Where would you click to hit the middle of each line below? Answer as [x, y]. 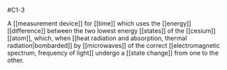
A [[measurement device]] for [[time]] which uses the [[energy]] [99, 23]
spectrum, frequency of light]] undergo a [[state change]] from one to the [113, 53]
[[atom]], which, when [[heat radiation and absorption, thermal [97, 38]
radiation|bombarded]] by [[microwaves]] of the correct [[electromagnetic [114, 45]
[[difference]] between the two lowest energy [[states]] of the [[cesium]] [112, 31]
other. [16, 60]
